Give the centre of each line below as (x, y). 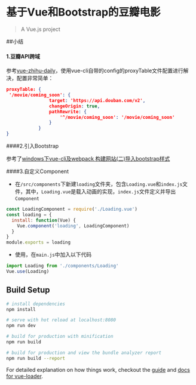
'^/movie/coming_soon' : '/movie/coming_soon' (117, 117)
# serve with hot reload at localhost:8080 (61, 320)
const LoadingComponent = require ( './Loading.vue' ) (72, 210)
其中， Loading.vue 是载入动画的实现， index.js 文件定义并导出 (101, 192)
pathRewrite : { (68, 112)
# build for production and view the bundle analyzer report (84, 353)
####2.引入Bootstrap (33, 146)
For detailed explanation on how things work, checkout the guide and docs (98, 369)
